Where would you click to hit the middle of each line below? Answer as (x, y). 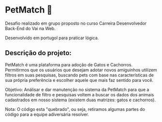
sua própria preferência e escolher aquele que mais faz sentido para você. (79, 80)
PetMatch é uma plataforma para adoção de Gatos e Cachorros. (69, 64)
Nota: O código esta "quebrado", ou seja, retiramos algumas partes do (75, 109)
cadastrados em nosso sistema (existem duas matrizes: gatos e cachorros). (81, 100)
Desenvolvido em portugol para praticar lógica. (52, 38)
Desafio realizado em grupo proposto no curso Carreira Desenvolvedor (76, 23)
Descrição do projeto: (38, 53)
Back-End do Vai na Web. (30, 28)
